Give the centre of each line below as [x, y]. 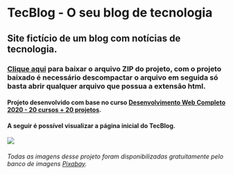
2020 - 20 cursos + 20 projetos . [54, 110]
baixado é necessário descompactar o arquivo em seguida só [113, 77]
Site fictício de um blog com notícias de [94, 38]
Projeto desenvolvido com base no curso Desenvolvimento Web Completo [116, 102]
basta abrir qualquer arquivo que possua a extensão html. [106, 86]
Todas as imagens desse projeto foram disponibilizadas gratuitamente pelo [115, 156]
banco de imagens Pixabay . [47, 163]
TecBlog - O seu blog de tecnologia [110, 13]
